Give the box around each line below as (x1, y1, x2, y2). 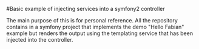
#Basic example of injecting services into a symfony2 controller (6, 5, 165, 12)
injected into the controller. (6, 36, 73, 43)
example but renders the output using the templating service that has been (6, 30, 193, 37)
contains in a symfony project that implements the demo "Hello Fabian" (6, 24, 184, 30)
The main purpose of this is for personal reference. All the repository (6, 17, 178, 24)
